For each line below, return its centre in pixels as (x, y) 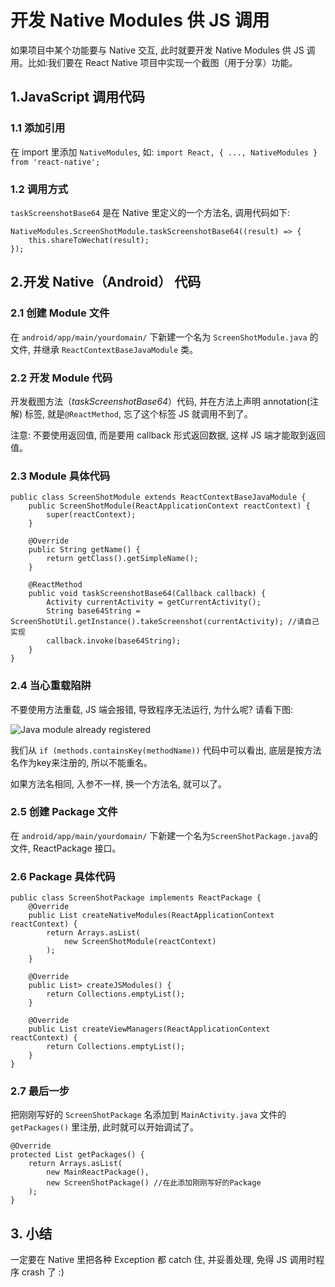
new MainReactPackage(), (98, 1172)
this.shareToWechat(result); (89, 240)
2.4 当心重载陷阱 (51, 686)
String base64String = (93, 611)
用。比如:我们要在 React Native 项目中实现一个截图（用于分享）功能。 (154, 62)
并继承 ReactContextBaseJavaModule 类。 (115, 349)
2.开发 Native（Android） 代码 (106, 282)
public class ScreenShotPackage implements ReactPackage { (136, 898)
